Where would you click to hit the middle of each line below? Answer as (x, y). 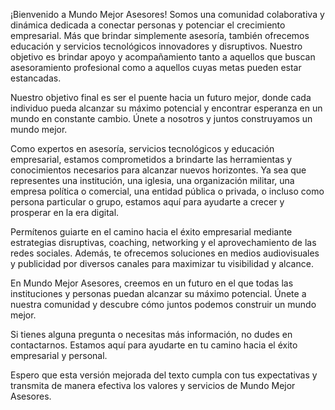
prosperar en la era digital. (65, 212)
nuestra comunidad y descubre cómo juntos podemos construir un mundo (163, 304)
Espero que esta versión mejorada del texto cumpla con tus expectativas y (164, 375)
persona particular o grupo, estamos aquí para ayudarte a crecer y (147, 202)
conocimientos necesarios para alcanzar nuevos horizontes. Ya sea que (158, 170)
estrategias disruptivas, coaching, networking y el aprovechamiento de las (163, 242)
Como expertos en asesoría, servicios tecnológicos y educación (142, 148)
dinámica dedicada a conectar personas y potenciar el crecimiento (148, 25)
